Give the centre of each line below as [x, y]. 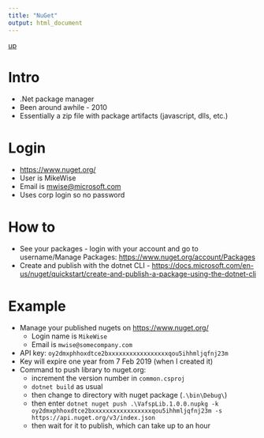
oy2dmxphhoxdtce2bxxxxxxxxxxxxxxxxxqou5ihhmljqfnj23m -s [127, 411]
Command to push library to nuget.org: [83, 370]
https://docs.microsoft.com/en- [203, 266]
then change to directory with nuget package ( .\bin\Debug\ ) [129, 395]
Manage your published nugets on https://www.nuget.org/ [114, 328]
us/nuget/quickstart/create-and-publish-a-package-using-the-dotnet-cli [138, 274]
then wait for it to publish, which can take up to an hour [121, 426]
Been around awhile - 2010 [63, 108]
